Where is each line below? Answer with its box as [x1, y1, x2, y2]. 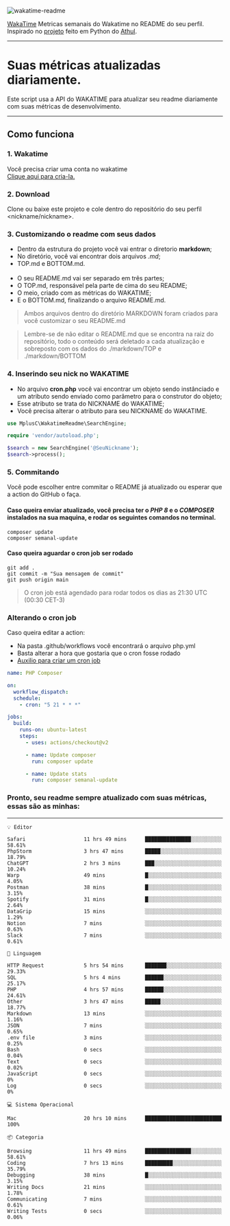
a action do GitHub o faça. [7, 490, 81, 498]
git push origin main [7, 576, 69, 583]
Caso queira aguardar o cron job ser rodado [7, 549, 133, 557]
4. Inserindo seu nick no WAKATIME [7, 369, 129, 379]
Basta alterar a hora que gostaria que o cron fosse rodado [16, 649, 181, 658]
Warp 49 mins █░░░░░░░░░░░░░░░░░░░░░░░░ [7, 871, 222, 879]
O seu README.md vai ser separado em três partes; [16, 274, 164, 282]
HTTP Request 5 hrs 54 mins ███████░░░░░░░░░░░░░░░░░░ [7, 962, 222, 969]
